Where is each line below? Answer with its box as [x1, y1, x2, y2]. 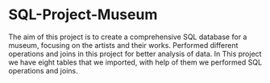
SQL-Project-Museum [8, 6, 158, 24]
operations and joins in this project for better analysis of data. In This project [8, 49, 262, 58]
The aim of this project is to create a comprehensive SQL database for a [8, 32, 247, 41]
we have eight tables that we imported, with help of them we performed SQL [8, 57, 263, 67]
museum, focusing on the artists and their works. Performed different [8, 40, 239, 49]
